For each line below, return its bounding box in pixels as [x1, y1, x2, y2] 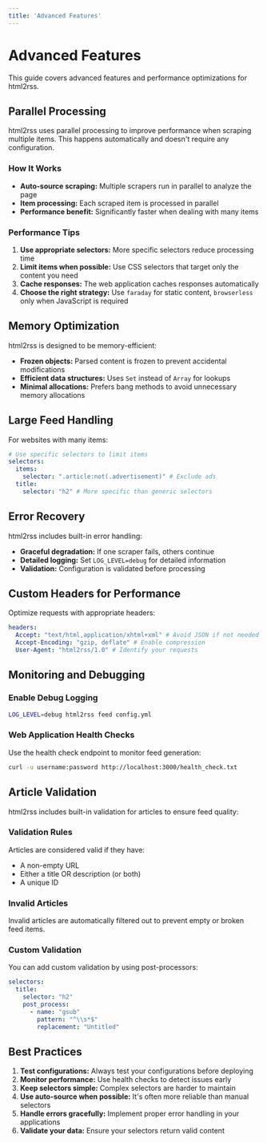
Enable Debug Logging [8, 692, 98, 703]
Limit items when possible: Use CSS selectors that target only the [19, 261, 239, 271]
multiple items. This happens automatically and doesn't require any [8, 134, 229, 144]
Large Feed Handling [8, 414, 114, 428]
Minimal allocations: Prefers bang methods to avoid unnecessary [19, 382, 237, 391]
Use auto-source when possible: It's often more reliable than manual [19, 1092, 249, 1101]
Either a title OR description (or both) [19, 869, 141, 878]
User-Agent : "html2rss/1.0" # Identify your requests [15, 646, 198, 655]
